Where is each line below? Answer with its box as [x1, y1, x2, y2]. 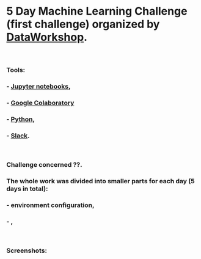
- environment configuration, [6, 200, 95, 209]
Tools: [6, 65, 26, 74]
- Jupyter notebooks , [6, 82, 71, 90]
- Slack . [6, 131, 30, 140]
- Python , [6, 115, 35, 123]
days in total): [6, 184, 48, 193]
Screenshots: [6, 246, 48, 255]
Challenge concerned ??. [6, 160, 82, 169]
